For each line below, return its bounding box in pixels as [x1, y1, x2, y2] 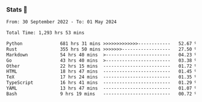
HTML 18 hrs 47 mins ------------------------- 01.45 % [6, 68, 198, 74]
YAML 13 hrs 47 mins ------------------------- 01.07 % [6, 85, 198, 92]
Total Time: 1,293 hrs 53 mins [6, 30, 85, 36]
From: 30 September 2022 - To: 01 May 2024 [6, 19, 117, 25]
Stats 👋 [6, 5, 28, 14]
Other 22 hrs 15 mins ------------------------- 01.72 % [6, 63, 198, 69]
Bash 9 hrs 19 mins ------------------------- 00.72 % [6, 91, 198, 97]
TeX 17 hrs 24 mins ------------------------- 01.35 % [6, 74, 198, 80]
